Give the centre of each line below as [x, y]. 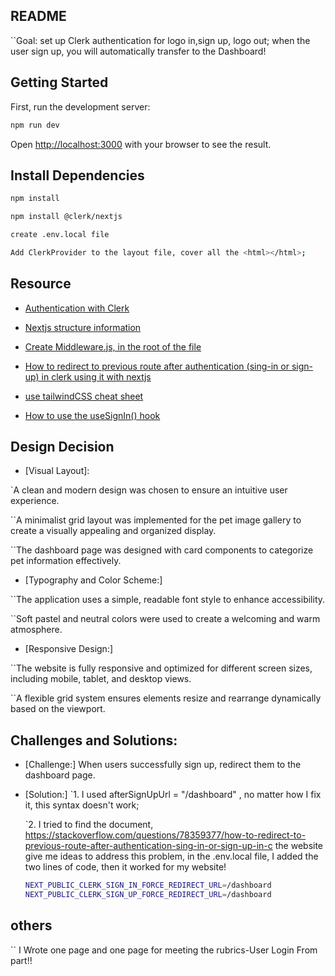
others [31, 925]
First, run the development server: [80, 106]
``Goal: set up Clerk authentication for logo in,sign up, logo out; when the [160, 40]
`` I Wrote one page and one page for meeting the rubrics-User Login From [164, 950]
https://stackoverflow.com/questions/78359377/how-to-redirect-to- [165, 835]
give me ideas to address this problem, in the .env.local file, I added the [171, 856]
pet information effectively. [66, 561]
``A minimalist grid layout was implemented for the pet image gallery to [156, 520]
